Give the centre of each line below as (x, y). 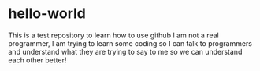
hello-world (47, 14)
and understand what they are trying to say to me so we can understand (125, 51)
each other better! (37, 60)
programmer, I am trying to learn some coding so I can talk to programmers (130, 43)
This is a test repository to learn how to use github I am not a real (113, 35)
